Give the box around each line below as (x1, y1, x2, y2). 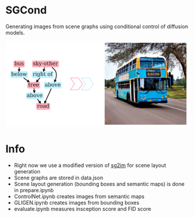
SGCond (5, 4, 47, 17)
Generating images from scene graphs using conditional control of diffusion (5, 23, 189, 30)
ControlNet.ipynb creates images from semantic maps (13, 193, 145, 200)
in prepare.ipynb (13, 186, 54, 193)
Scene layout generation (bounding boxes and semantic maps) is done (13, 180, 185, 188)
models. (5, 29, 25, 36)
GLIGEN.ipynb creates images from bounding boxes (13, 199, 140, 206)
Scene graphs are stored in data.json (13, 174, 104, 181)
